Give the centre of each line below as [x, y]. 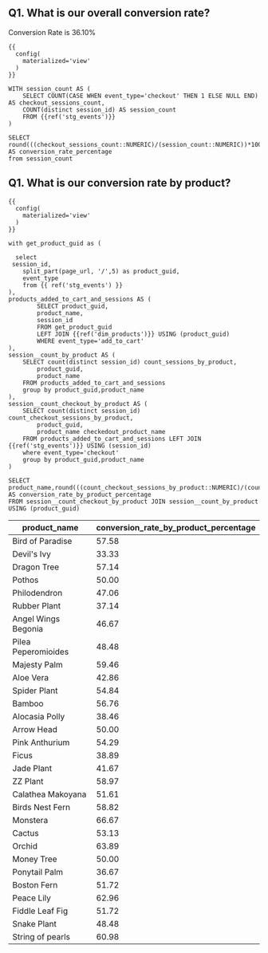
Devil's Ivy [32, 553]
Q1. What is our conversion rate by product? [120, 183]
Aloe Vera [31, 677]
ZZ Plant [28, 781]
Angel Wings [36, 619]
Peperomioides [41, 652]
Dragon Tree [36, 567]
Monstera [30, 820]
